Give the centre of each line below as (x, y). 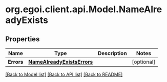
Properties (23, 39)
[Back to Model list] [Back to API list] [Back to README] (64, 74)
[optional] (144, 62)
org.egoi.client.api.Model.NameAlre (84, 9)
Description (112, 53)
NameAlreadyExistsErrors (60, 62)
